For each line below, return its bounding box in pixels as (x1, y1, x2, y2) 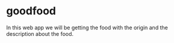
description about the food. (6, 30, 74, 37)
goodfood (6, 4, 56, 18)
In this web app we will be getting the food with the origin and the (6, 24, 168, 31)
